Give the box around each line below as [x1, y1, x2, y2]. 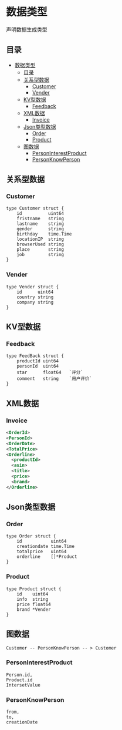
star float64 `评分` [16, 369, 83, 376]
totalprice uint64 [16, 549, 67, 555]
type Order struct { [6, 533, 57, 539]
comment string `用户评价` [16, 376, 92, 382]
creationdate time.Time [16, 544, 75, 550]
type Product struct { [6, 586, 62, 592]
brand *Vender [16, 606, 51, 613]
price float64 [16, 601, 51, 607]
